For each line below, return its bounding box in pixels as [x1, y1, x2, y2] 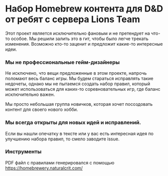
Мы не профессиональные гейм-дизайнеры [5, 59, 120, 66]
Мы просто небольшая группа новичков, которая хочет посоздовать [5, 101, 153, 107]
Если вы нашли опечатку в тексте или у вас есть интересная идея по [5, 130, 154, 136]
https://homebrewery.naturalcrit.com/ [5, 165, 83, 171]
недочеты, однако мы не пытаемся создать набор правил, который [5, 81, 150, 87]
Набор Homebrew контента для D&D [5, 3, 163, 15]
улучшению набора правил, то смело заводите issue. [5, 136, 120, 142]
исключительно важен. [5, 91, 55, 98]
